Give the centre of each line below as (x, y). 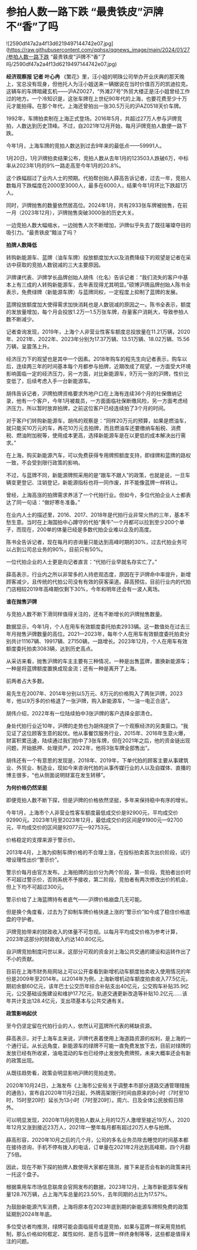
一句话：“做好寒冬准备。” (51, 502)
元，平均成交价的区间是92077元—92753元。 (60, 827)
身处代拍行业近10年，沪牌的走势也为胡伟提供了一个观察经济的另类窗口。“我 (97, 726)
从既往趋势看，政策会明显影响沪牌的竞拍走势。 (62, 1073)
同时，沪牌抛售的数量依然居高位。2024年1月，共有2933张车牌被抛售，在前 (97, 205)
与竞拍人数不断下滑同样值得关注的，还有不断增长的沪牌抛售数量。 (86, 614)
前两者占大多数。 (27, 681)
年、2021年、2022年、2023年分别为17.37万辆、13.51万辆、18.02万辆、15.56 (98, 339)
